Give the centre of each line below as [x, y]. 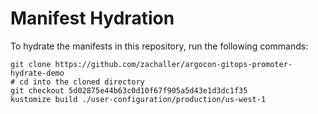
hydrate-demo [37, 73]
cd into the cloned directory [82, 82]
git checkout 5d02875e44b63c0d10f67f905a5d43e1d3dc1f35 [129, 90]
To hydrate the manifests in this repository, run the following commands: [159, 46]
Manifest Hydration [92, 18]
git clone [31, 64]
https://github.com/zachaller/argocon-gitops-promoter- [173, 64]
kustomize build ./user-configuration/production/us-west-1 [138, 99]
